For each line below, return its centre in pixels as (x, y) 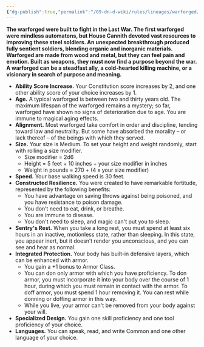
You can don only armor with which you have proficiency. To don (105, 273)
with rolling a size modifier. (49, 150)
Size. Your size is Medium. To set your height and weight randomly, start (106, 144)
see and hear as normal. (45, 247)
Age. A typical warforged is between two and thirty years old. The (98, 99)
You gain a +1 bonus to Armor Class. (70, 266)
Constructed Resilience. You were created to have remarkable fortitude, (106, 183)
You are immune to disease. (59, 215)
